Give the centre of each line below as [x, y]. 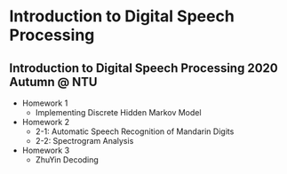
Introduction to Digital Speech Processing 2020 [143, 68]
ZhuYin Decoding [67, 160]
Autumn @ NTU [53, 82]
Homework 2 [46, 122]
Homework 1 [45, 103]
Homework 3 [46, 150]
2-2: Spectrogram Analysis [84, 141]
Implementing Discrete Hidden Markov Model [118, 112]
